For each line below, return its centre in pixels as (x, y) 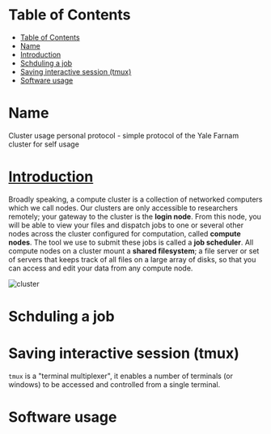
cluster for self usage (44, 144)
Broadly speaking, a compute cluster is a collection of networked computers (135, 199)
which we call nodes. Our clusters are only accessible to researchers (123, 207)
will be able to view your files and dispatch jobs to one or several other (126, 225)
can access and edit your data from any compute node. (101, 268)
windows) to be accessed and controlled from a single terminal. (114, 384)
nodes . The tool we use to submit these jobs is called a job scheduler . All (131, 242)
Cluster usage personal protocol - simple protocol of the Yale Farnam (124, 135)
